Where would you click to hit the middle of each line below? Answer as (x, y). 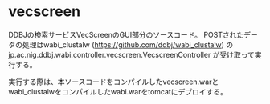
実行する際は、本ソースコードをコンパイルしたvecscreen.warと (114, 82)
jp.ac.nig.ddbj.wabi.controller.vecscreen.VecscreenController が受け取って (131, 54)
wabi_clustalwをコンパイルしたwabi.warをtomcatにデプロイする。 (118, 91)
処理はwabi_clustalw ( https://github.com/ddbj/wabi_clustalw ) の (128, 44)
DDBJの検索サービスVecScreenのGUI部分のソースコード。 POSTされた (126, 34)
